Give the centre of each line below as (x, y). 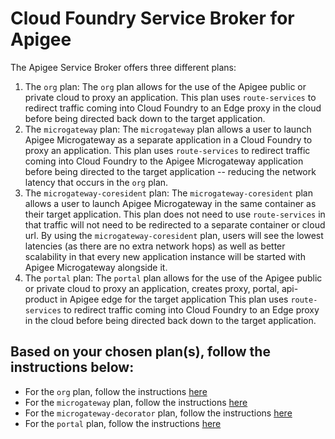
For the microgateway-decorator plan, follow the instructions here (158, 413)
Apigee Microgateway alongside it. (96, 267)
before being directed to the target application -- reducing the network (170, 171)
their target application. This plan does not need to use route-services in (175, 214)
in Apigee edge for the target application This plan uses (174, 299)
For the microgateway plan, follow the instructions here (136, 402)
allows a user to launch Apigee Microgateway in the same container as (170, 203)
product (41, 299)
